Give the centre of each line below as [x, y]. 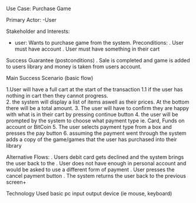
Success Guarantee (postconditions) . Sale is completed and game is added [98, 60]
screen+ [16, 182]
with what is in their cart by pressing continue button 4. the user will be [92, 114]
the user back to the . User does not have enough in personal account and [96, 163]
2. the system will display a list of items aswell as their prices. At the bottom [98, 102]
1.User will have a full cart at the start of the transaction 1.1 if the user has [94, 89]
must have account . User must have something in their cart [87, 49]
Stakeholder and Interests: [38, 31]
